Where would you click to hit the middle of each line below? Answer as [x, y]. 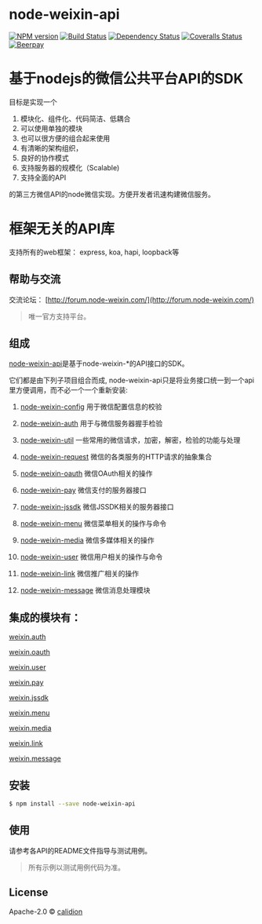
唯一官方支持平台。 [59, 316]
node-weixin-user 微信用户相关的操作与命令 [91, 557]
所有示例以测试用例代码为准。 [76, 867]
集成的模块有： [45, 617]
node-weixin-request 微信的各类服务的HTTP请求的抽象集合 [116, 457]
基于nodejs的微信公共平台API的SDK [126, 79]
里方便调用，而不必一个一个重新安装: [69, 390]
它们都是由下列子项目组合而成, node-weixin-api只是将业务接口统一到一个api [131, 380]
